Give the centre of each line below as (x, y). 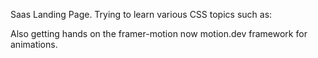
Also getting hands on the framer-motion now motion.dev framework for (159, 33)
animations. (34, 44)
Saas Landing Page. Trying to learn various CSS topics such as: (141, 14)
